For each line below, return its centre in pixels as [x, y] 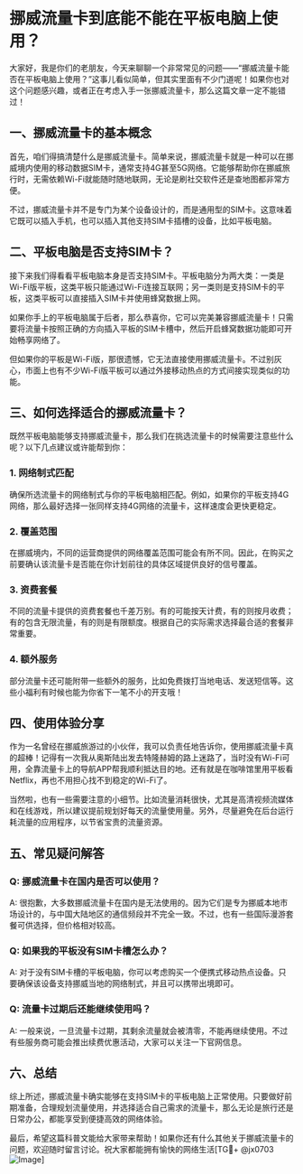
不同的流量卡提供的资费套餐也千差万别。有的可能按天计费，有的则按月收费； [151, 611]
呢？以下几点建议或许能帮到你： [69, 447]
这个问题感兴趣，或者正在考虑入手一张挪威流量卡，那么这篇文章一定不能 [143, 90]
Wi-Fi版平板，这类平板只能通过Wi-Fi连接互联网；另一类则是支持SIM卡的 [143, 286]
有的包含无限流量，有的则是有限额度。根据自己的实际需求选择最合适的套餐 [147, 622]
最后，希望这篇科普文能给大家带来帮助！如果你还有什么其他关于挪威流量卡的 [151, 1138]
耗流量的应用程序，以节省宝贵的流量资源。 [88, 822]
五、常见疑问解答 [57, 853]
